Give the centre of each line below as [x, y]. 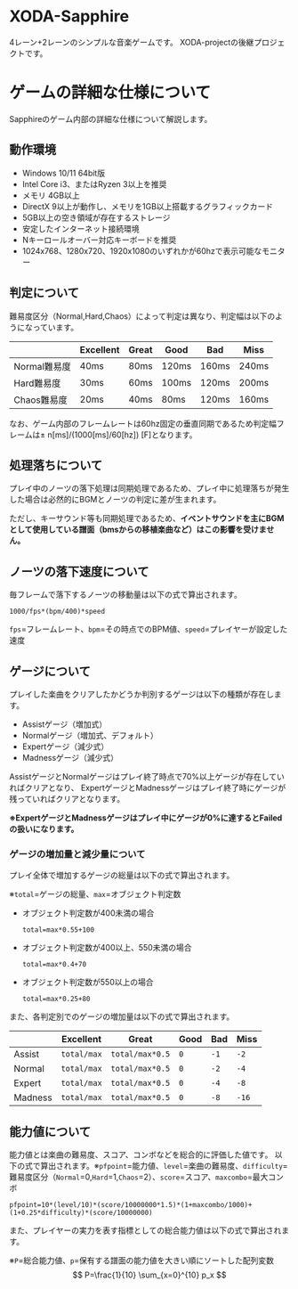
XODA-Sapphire [69, 16]
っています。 [55, 327]
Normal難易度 [42, 366]
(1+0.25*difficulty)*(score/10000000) [81, 1213]
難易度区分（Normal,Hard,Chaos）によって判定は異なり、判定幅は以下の [142, 316]
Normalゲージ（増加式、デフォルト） [90, 735]
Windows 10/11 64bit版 [63, 173]
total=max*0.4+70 [54, 965]
